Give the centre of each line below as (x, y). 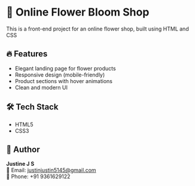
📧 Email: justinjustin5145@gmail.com (51, 170)
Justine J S (20, 164)
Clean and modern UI (41, 87)
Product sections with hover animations (63, 81)
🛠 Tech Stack (32, 107)
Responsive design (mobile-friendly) (60, 75)
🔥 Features (27, 54)
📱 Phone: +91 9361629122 (38, 176)
